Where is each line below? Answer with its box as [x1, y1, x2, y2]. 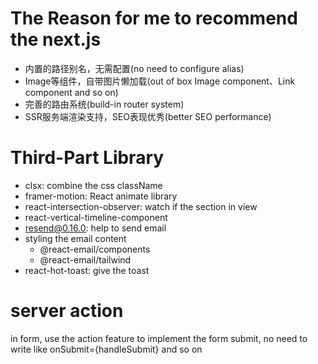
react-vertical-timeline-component [24, 211, 168, 223]
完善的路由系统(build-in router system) [24, 98, 185, 110]
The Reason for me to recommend [10, 7, 298, 30]
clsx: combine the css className [24, 179, 163, 191]
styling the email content [24, 232, 127, 244]
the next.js [10, 28, 102, 51]
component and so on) [24, 86, 119, 98]
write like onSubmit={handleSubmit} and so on [10, 343, 203, 355]
